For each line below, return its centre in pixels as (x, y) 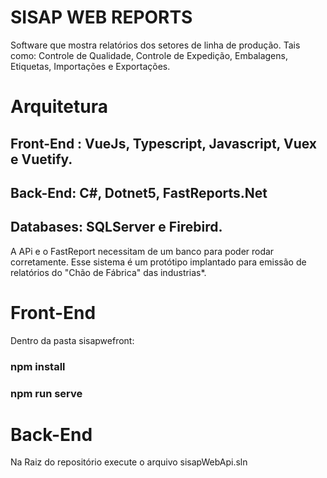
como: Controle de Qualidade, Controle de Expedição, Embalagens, (149, 55)
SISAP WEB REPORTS (101, 17)
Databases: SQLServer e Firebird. (116, 227)
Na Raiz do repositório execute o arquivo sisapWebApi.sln (129, 462)
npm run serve (46, 393)
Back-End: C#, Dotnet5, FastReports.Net (139, 192)
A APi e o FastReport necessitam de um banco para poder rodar (142, 251)
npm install (38, 366)
